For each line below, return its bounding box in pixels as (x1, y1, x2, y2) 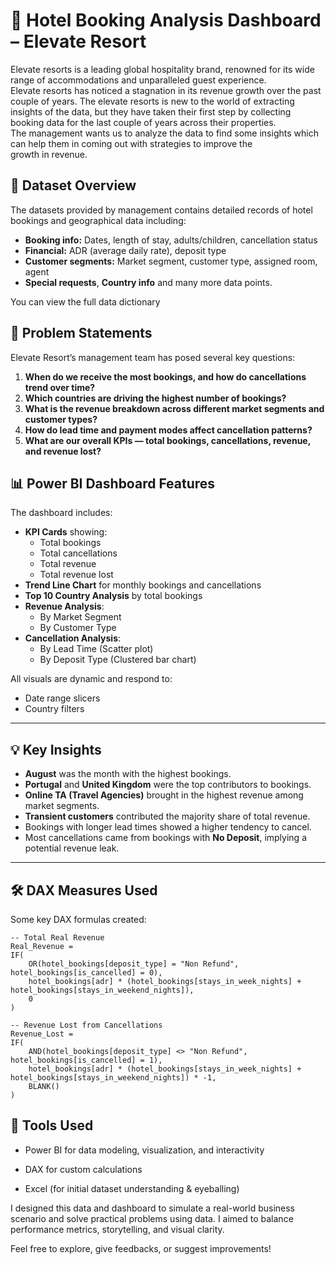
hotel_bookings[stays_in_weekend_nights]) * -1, (10, 1073, 217, 1083)
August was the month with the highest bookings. (24, 768, 232, 780)
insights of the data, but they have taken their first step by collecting (10, 105, 292, 118)
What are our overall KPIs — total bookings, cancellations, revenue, (24, 434, 311, 446)
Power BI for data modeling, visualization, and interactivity (24, 1144, 265, 1156)
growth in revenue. (10, 148, 88, 160)
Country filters (24, 703, 85, 715)
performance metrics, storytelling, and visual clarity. (10, 1223, 225, 1235)
